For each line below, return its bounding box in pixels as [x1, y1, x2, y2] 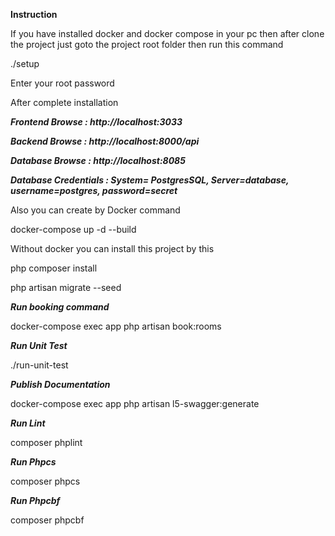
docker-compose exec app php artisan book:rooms [10, 320, 222, 332]
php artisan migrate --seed [10, 282, 122, 293]
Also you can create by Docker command [10, 204, 181, 216]
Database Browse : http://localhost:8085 [10, 155, 186, 166]
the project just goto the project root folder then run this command [10, 39, 284, 50]
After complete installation [10, 97, 119, 108]
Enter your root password [10, 77, 115, 89]
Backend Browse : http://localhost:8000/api [10, 135, 200, 147]
